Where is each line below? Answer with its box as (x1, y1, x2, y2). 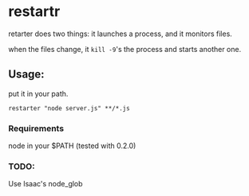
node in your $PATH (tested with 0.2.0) (8, 141, 136, 150)
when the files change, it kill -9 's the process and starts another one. (8, 44, 242, 54)
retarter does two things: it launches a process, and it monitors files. (8, 29, 233, 38)
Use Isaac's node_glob (8, 179, 83, 189)
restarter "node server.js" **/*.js (8, 104, 130, 112)
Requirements (8, 122, 65, 134)
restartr (8, 2, 61, 21)
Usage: (8, 67, 45, 82)
